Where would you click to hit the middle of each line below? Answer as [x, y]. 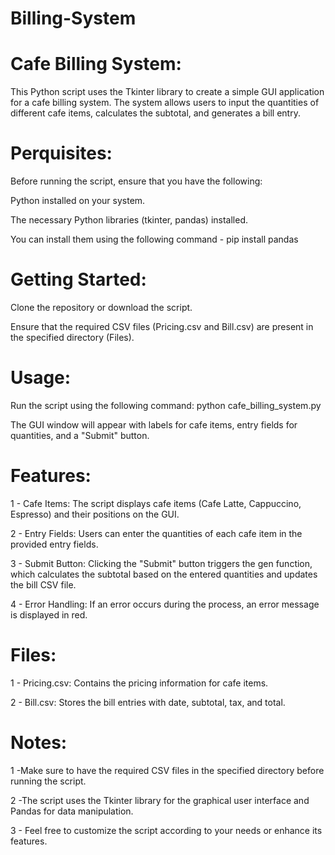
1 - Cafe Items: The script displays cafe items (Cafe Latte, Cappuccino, [156, 503]
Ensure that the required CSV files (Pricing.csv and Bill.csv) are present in [162, 326]
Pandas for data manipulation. [72, 811]
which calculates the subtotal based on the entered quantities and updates [164, 574]
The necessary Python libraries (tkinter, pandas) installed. [129, 220]
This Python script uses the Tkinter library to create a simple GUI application [167, 92]
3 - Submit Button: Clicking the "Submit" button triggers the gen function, [161, 563]
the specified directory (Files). [72, 337]
